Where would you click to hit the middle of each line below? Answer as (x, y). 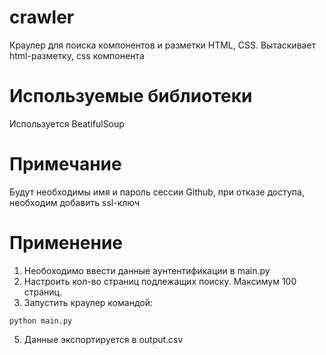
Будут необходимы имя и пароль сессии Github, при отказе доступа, (157, 192)
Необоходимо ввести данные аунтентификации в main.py (147, 270)
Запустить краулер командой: (88, 302)
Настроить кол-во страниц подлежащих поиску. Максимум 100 (160, 281)
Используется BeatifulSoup (67, 123)
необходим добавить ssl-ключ (75, 202)
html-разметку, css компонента (77, 55)
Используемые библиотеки (131, 96)
